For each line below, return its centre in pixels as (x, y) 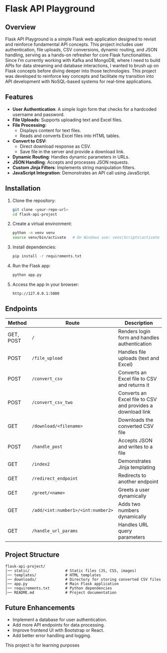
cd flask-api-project (35, 214)
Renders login (134, 331)
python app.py (27, 275)
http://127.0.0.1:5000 (36, 293)
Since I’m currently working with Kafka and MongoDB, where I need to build (83, 60)
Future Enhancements (40, 607)
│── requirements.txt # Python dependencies (59, 588)
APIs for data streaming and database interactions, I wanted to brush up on (82, 66)
